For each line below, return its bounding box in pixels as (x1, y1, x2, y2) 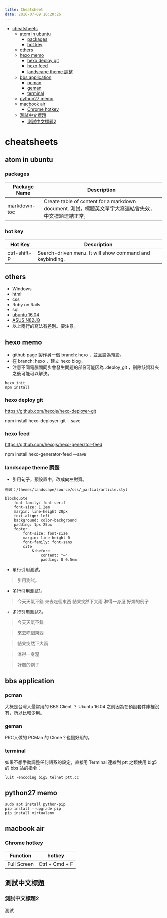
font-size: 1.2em (14, 505, 50, 510)
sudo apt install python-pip (5, 802, 66, 807)
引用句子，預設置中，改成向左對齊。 (12, 476, 87, 482)
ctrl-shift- (7, 249, 32, 256)
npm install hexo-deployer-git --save (5, 417, 81, 424)
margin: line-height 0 (23, 535, 70, 541)
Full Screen (7, 860, 34, 867)
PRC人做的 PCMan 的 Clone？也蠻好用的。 (5, 735, 93, 741)
